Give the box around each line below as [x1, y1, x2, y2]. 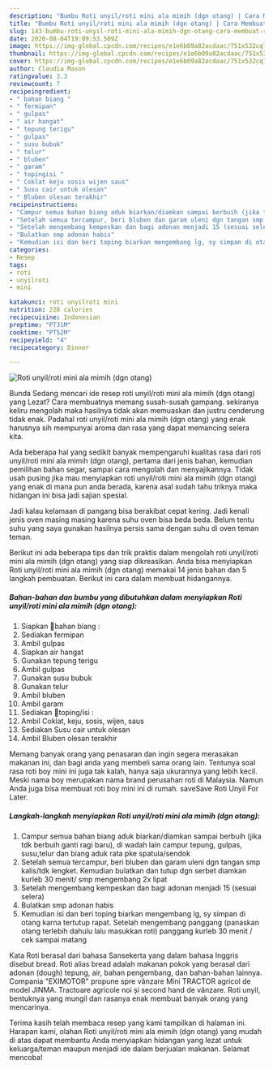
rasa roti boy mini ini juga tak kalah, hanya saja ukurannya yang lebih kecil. [9, 766, 258, 776]
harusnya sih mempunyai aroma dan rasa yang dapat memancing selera [9, 423, 250, 433]
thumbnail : [9, 50, 46, 58]
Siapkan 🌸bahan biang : [20, 622, 100, 631]
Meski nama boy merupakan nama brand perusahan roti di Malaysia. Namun [9, 775, 264, 785]
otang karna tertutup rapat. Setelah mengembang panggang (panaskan [20, 918, 260, 928]
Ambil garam [20, 699, 64, 709]
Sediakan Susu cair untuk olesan [20, 725, 130, 735]
